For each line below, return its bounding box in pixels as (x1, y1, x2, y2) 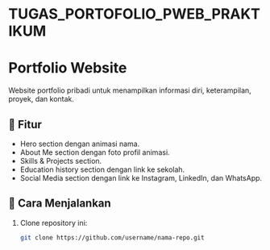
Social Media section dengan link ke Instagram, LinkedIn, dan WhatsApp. (19, 173, 263, 182)
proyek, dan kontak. (8, 94, 75, 104)
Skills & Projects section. (19, 156, 102, 165)
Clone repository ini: (19, 218, 88, 227)
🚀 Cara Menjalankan (8, 197, 111, 210)
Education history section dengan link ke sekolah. (19, 165, 185, 174)
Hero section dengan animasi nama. (19, 139, 140, 148)
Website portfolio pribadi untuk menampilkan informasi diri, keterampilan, (8, 85, 251, 95)
